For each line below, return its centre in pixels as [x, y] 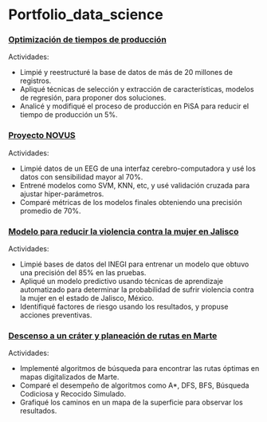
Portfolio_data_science [86, 15]
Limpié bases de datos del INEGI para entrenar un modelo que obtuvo [134, 264]
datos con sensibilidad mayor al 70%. [81, 176]
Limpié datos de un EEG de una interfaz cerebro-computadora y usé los [138, 168]
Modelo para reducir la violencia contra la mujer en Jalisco [124, 231]
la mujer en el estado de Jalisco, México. [87, 298]
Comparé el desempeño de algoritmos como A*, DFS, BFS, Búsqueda [134, 385]
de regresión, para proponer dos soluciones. [93, 98]
